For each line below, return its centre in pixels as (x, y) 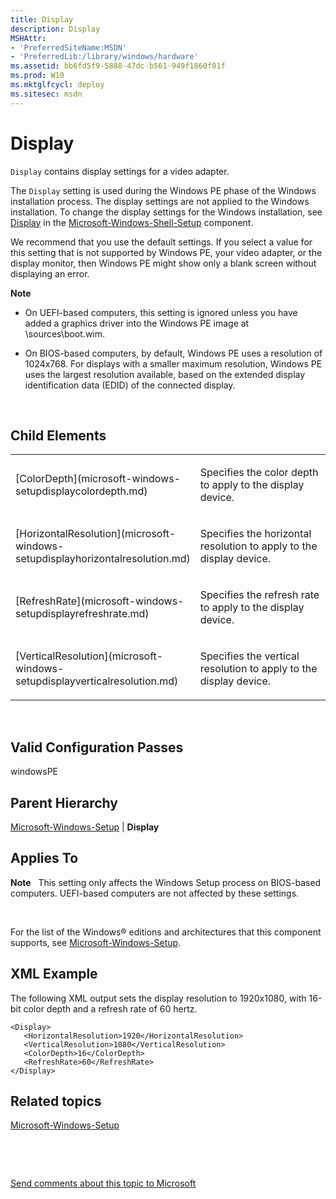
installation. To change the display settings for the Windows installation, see (166, 212)
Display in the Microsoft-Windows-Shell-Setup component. (132, 222)
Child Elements (58, 435)
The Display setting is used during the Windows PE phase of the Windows (163, 190)
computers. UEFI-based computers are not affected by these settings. (155, 893)
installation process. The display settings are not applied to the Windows (160, 201)
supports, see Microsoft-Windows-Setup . (96, 942)
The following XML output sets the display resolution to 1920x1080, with (158, 998)
